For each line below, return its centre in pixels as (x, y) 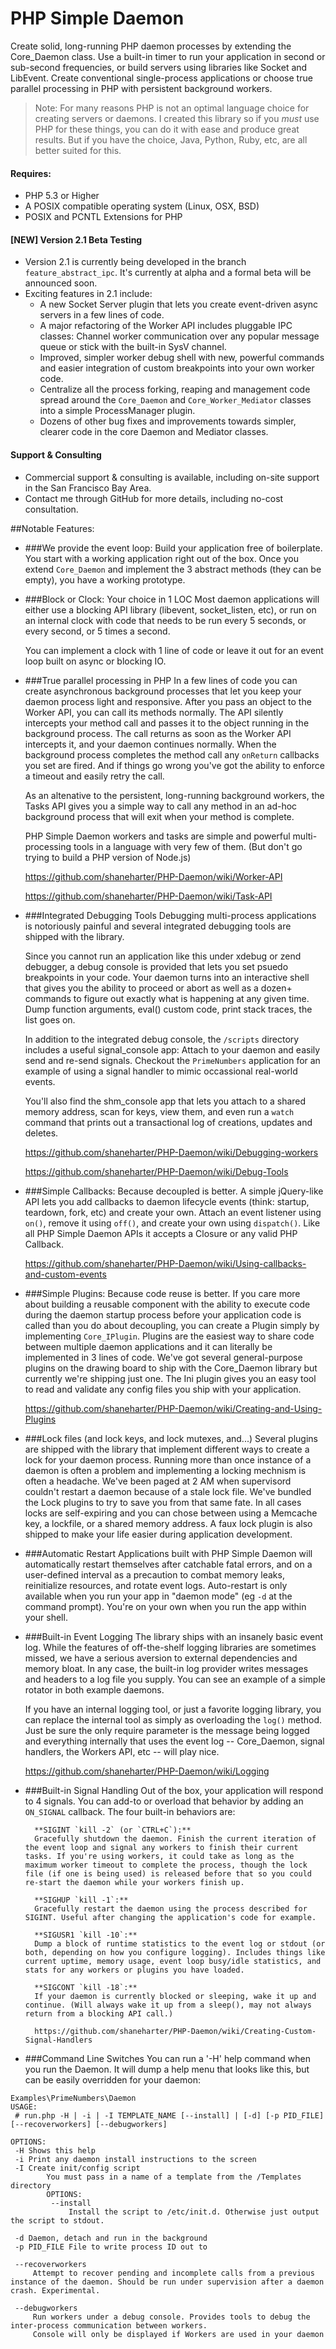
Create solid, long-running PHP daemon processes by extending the (151, 46)
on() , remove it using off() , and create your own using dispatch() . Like (172, 1223)
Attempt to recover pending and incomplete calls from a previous (173, 2273)
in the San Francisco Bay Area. (88, 488)
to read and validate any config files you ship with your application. (163, 1389)
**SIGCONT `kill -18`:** (86, 1987)
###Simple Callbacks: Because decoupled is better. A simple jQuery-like (174, 1191)
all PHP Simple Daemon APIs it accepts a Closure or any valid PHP (161, 1233)
